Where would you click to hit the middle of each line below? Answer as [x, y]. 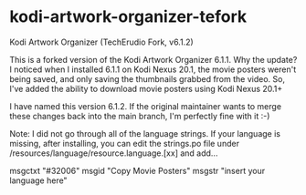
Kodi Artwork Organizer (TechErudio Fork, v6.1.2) [101, 42]
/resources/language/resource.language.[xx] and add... [114, 153]
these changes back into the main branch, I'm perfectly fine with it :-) [140, 116]
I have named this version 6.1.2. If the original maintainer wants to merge [145, 106]
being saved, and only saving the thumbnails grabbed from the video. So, [148, 78]
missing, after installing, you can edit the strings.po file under [125, 143]
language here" [38, 180]
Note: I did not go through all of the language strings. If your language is [145, 133]
